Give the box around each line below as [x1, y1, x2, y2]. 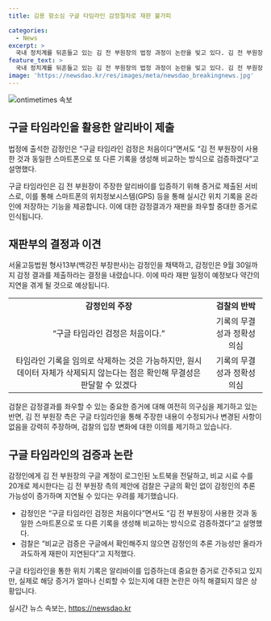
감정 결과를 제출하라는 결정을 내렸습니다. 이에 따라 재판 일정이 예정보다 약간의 [16, 270, 261, 280]
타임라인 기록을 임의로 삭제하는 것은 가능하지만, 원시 [15, 355, 202, 366]
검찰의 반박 [216, 301, 256, 312]
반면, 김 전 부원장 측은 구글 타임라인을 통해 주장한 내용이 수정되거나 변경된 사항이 [8, 412, 262, 421]
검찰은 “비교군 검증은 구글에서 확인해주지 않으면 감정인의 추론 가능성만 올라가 [19, 539, 263, 548]
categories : [8, 26, 48, 35]
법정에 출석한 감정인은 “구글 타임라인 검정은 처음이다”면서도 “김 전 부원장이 [8, 143, 244, 154]
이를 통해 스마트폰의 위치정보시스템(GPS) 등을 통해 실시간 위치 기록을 [25, 191, 244, 201]
